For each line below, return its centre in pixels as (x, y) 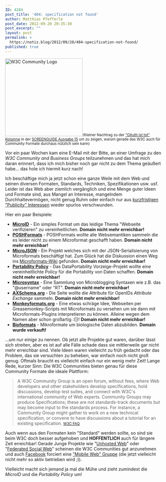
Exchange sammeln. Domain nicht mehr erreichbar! (66, 298)
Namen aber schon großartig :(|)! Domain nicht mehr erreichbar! (79, 319)
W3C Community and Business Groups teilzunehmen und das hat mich (78, 158)
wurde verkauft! (29, 330)
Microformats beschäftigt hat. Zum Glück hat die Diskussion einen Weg (85, 256)
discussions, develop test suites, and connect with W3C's (76, 391)
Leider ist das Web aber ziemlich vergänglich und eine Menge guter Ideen (81, 189)
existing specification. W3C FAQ (49, 423)
